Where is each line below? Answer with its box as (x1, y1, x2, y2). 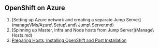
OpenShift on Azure (4, 4, 65, 12)
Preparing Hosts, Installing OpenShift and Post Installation (11, 37, 127, 43)
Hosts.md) (11, 32, 32, 38)
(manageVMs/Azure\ (11, 22, 53, 28)
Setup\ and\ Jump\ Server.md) (53, 22, 114, 28)
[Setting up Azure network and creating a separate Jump (11, 16, 125, 22)
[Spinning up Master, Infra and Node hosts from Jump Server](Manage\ (11, 27, 154, 33)
